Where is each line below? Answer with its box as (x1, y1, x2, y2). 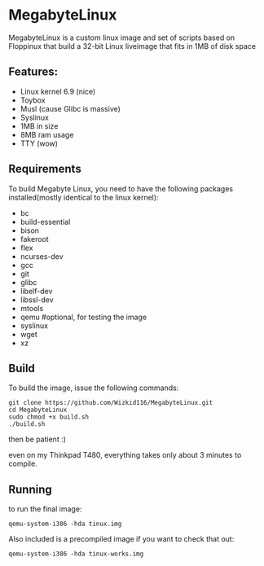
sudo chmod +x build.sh (8, 413, 90, 421)
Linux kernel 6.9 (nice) (20, 86, 96, 96)
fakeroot (20, 234, 49, 244)
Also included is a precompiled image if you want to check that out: (8, 534, 235, 544)
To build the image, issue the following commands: (8, 383, 179, 393)
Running (8, 482, 53, 496)
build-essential (20, 217, 71, 226)
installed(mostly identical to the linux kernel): (8, 192, 159, 202)
